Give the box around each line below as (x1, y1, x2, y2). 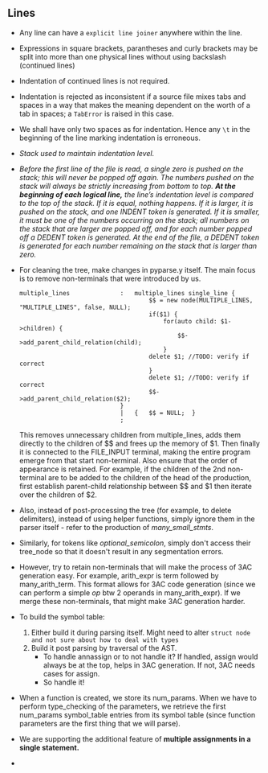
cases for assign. (43, 668, 100, 678)
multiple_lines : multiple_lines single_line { (18, 289, 236, 297)
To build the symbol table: (18, 611, 105, 622)
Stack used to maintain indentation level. (18, 148, 155, 158)
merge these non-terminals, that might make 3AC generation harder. (18, 596, 246, 606)
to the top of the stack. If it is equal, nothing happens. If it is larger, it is (18, 198, 254, 208)
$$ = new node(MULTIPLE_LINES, (148, 296, 254, 304)
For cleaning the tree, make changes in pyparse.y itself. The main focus (18, 265, 256, 274)
